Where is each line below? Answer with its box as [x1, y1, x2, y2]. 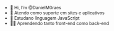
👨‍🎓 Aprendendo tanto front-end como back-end [9, 20, 109, 26]
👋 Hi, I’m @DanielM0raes [9, 5, 61, 10]
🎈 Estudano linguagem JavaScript [9, 15, 80, 21]
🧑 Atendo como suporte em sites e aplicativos [9, 10, 105, 16]
